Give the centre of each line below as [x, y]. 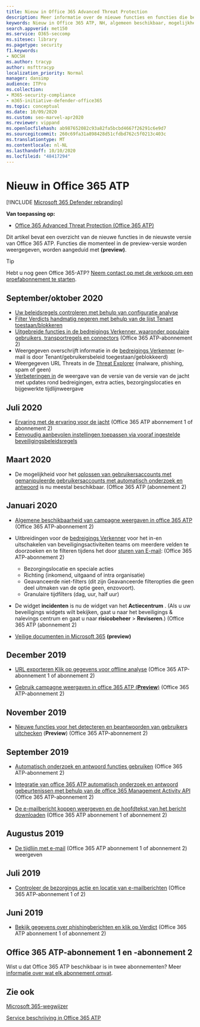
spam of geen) [33, 370]
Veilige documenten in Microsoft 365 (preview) [73, 636]
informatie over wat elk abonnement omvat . [60, 973]
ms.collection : [25, 90]
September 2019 [38, 752]
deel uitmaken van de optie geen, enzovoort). [79, 588]
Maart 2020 [29, 460]
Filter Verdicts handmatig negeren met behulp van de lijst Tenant [94, 319]
